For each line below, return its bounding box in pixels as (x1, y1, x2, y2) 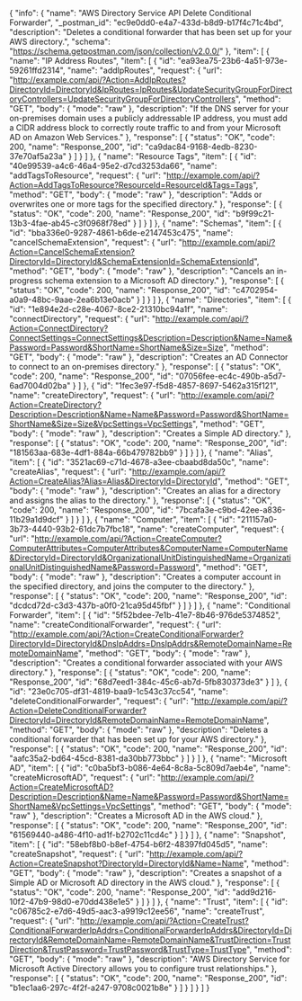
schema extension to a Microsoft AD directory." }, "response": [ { (44, 275, 285, 286)
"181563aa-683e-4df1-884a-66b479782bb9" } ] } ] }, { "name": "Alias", (9, 447, 273, 458)
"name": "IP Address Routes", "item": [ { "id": (9, 56, 176, 66)
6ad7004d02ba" (9, 380, 71, 390)
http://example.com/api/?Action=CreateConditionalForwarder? (13, 629, 244, 639)
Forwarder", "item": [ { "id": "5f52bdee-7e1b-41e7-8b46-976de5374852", (9, 610, 281, 620)
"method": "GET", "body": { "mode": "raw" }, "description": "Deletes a (9, 724, 269, 735)
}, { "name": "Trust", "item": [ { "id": (156, 897, 289, 907)
